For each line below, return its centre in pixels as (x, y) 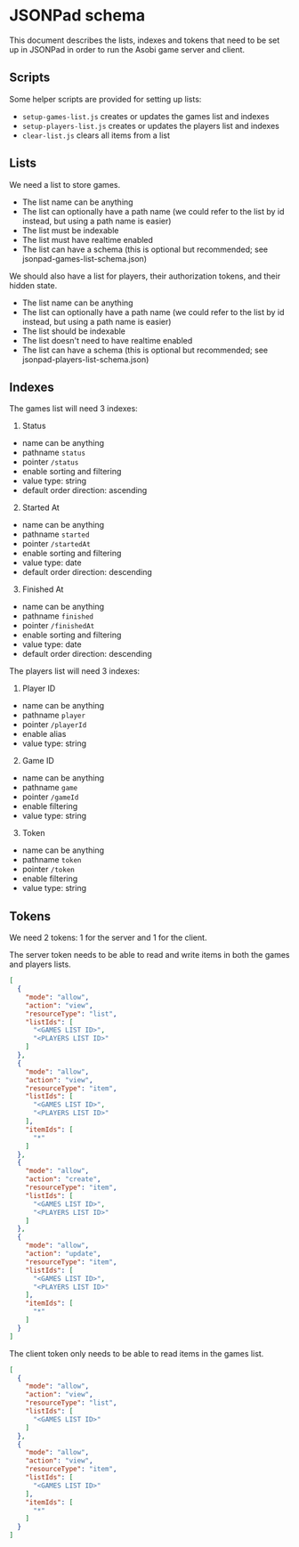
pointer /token (48, 870)
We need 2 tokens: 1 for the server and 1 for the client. (108, 938)
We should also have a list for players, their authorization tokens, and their (145, 276)
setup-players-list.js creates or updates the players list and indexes (151, 126)
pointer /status (50, 462)
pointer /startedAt (56, 544)
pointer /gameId (50, 797)
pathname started (56, 534)
